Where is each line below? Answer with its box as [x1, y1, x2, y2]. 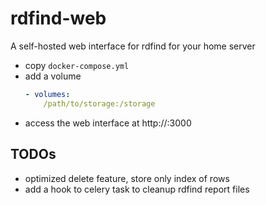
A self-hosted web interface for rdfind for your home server [10, 40, 256, 52]
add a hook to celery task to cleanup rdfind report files [24, 183, 250, 195]
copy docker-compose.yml [24, 59, 130, 71]
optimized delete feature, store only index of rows [24, 172, 230, 184]
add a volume [24, 70, 82, 82]
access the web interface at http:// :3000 [24, 117, 192, 129]
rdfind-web [10, 7, 107, 30]
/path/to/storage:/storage [43, 98, 156, 109]
